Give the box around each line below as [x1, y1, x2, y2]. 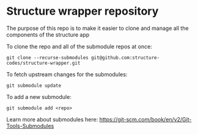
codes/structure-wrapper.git [6, 60, 81, 66]
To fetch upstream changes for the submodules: [6, 70, 128, 78]
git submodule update [6, 82, 62, 89]
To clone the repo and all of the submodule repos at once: [6, 43, 153, 50]
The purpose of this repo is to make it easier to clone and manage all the [6, 24, 189, 32]
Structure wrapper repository [6, 4, 159, 18]
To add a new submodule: [6, 93, 71, 100]
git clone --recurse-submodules [6, 54, 89, 60]
